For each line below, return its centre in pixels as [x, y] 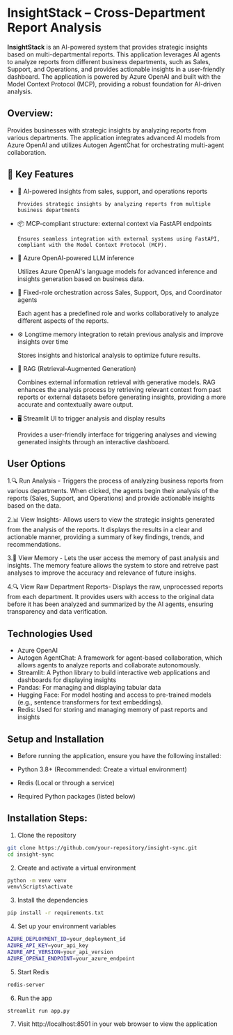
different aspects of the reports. [63, 320]
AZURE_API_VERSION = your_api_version [60, 952]
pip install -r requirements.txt [56, 913]
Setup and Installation [56, 739]
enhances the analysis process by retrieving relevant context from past [119, 389]
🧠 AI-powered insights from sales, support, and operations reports [112, 191]
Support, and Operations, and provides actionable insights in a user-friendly [116, 69]
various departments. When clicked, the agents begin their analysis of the [113, 491]
